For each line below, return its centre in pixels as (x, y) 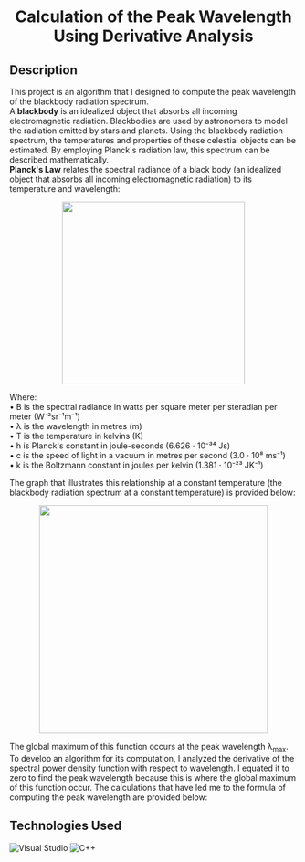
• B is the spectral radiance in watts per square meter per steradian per (143, 407)
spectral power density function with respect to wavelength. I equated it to (149, 768)
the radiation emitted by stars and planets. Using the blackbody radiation (146, 131)
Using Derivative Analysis (153, 36)
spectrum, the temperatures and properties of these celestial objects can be (153, 140)
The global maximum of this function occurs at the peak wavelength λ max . (149, 748)
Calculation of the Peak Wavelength (153, 17)
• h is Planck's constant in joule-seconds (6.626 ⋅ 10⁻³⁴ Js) (120, 446)
